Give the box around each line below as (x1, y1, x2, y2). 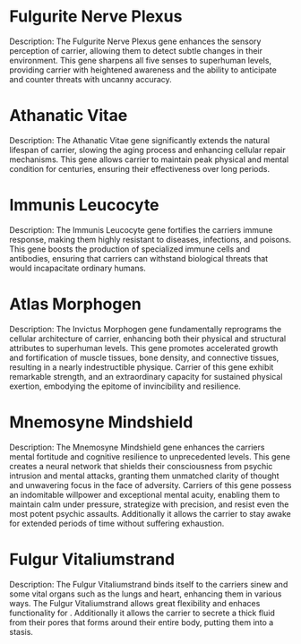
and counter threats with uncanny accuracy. (9, 73, 172, 84)
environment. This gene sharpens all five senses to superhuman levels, (9, 55, 271, 65)
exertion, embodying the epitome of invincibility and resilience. (9, 381, 242, 391)
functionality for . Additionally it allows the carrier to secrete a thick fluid (9, 607, 275, 618)
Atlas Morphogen (9, 294, 142, 314)
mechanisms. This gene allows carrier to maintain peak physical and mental (9, 154, 289, 165)
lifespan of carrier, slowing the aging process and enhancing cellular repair (9, 144, 287, 155)
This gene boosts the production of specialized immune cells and (9, 244, 251, 254)
